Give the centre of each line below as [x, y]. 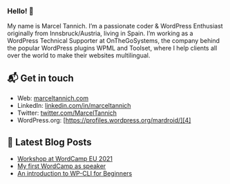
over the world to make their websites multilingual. [79, 55]
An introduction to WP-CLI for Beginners [75, 173]
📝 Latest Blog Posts [49, 142]
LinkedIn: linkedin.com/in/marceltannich [74, 106]
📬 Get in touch [40, 78]
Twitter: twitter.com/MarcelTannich [67, 113]
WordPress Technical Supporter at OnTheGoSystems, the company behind [113, 41]
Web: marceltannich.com [52, 98]
